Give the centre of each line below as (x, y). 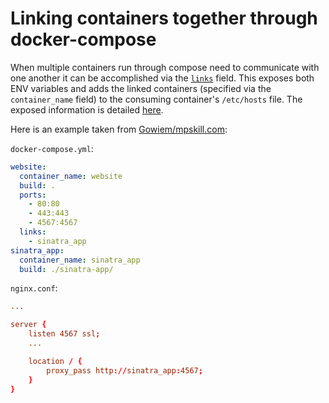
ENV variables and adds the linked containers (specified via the (141, 88)
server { (28, 325)
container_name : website (71, 176)
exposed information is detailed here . (87, 109)
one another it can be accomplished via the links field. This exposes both (162, 78)
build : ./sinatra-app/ (66, 269)
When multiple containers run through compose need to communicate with (165, 67)
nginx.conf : (34, 288)
